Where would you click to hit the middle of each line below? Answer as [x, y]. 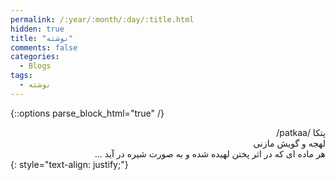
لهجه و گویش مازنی [289, 143]
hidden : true [37, 29]
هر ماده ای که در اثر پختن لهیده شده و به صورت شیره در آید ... [210, 153]
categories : [35, 57]
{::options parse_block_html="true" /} [87, 113]
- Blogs [35, 66]
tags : [21, 76]
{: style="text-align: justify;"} [69, 164]
